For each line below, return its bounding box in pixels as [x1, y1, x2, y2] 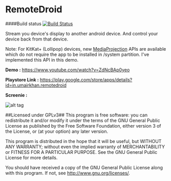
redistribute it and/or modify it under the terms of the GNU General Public [5, 117, 160, 124]
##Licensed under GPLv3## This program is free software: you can [5, 112, 147, 118]
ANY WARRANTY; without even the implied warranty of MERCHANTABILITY [5, 144, 165, 150]
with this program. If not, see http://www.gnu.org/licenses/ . [5, 170, 131, 176]
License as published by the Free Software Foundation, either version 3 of [5, 123, 161, 129]
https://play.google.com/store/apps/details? [40, 76, 133, 83]
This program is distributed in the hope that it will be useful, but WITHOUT [5, 138, 162, 144]
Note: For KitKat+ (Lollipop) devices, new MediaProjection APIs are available [5, 46, 166, 52]
